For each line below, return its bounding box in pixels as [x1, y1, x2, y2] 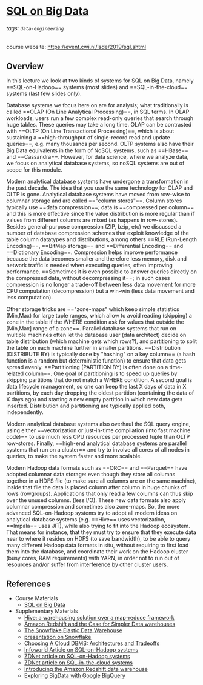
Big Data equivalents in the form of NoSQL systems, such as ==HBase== [6, 147, 189, 154]
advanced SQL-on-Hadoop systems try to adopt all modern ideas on [6, 509, 178, 516]
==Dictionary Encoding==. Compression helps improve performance [6, 249, 178, 256]
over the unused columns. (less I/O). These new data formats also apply [6, 496, 187, 504]
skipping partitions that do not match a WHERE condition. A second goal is [6, 376, 193, 384]
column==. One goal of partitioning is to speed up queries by [25, 370, 178, 377]
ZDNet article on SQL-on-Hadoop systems [24, 653, 130, 660]
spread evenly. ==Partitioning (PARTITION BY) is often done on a [6, 364, 168, 371]
